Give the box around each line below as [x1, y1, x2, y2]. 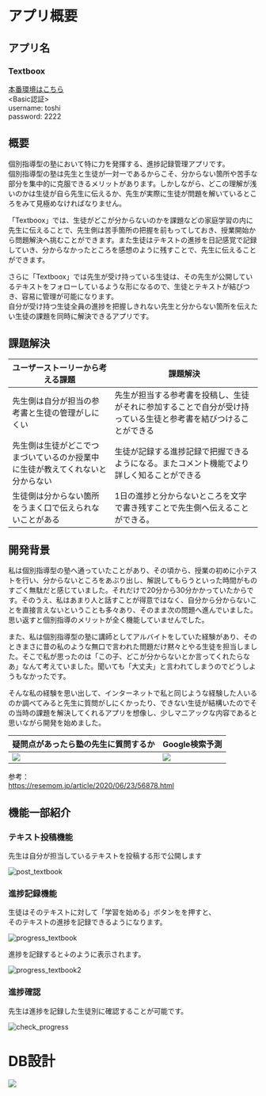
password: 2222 [8, 112, 62, 121]
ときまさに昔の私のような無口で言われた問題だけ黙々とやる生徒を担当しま [8, 642, 251, 651]
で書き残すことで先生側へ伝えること [114, 502, 249, 513]
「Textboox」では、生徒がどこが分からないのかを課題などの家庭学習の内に [8, 215, 253, 225]
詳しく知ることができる [114, 469, 202, 480]
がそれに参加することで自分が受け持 [114, 401, 249, 412]
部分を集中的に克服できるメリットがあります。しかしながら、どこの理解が [8, 179, 250, 188]
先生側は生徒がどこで [12, 440, 92, 451]
